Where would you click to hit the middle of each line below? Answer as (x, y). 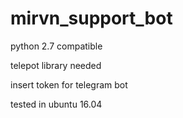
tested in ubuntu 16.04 (56, 104)
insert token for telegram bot (69, 84)
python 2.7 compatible (56, 46)
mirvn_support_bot (91, 18)
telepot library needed (56, 65)
